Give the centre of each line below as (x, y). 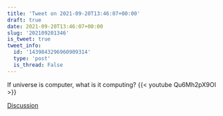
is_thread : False (38, 65)
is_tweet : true (29, 39)
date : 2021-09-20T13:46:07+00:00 (55, 26)
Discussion (23, 105)
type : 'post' (32, 59)
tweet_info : (24, 46)
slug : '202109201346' (38, 33)
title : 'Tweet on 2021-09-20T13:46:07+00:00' (74, 13)
